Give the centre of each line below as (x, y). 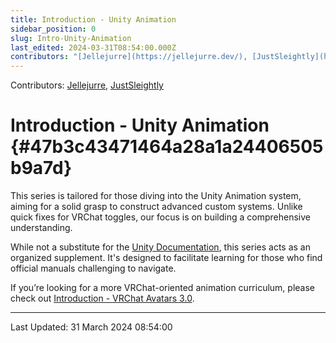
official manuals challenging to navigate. (93, 268)
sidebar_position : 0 (53, 29)
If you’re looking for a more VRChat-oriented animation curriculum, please (163, 288)
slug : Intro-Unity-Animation (71, 38)
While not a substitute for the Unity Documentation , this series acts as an (160, 247)
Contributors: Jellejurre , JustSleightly (87, 85)
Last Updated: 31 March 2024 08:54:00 (91, 327)
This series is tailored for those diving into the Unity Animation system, (156, 196)
